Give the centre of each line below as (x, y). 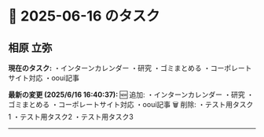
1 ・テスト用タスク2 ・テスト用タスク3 (71, 117)
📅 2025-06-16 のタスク (84, 16)
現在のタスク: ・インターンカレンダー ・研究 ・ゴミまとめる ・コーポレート (130, 68)
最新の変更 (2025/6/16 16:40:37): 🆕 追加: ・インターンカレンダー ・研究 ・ (131, 94)
